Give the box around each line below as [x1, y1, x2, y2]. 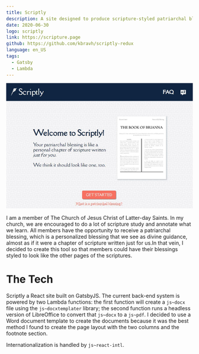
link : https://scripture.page [6, 34, 81, 41]
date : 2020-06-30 [6, 22, 49, 28]
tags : [6, 53, 20, 59]
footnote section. [6, 330, 48, 337]
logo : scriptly [6, 28, 44, 34]
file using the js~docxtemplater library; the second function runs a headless [6, 305, 191, 312]
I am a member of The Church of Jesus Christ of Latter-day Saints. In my [6, 215, 184, 222]
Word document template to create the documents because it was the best [6, 317, 189, 324]
